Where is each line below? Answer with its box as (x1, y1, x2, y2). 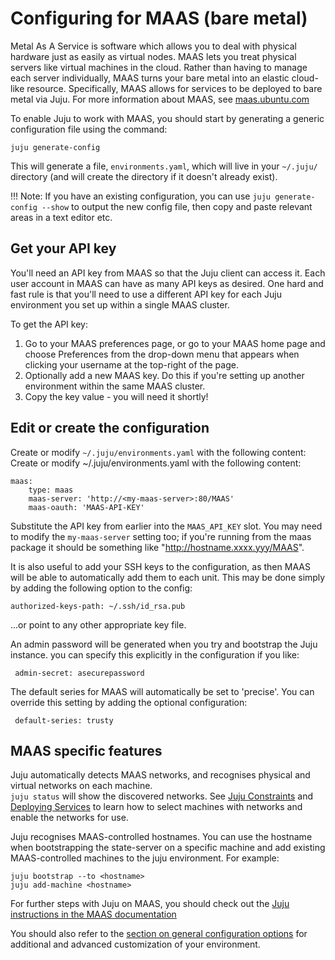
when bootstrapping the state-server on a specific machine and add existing (10, 842, 326, 854)
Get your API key (10, 240, 117, 257)
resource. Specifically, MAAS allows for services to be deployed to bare (26, 82, 323, 94)
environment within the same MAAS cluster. (24, 380, 206, 392)
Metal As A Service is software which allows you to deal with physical (10, 40, 297, 52)
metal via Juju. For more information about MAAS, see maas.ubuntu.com (10, 93, 310, 105)
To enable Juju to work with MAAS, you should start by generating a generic (10, 112, 325, 124)
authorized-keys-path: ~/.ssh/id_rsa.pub (10, 601, 186, 611)
